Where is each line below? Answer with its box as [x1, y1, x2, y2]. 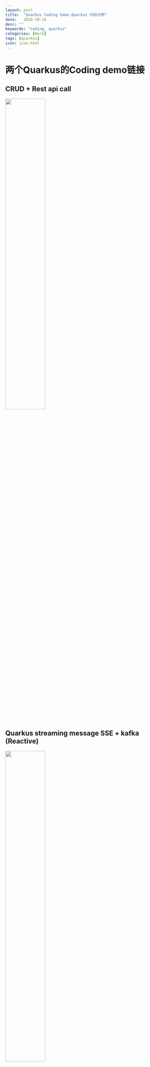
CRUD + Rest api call [5, 85, 71, 93]
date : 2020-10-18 [5, 17, 47, 22]
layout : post [5, 7, 33, 13]
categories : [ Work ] [5, 31, 47, 36]
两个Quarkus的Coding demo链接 [5, 64, 145, 75]
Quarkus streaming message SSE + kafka [5, 729, 139, 738]
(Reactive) [5, 737, 39, 746]
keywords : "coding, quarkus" [5, 27, 67, 32]
